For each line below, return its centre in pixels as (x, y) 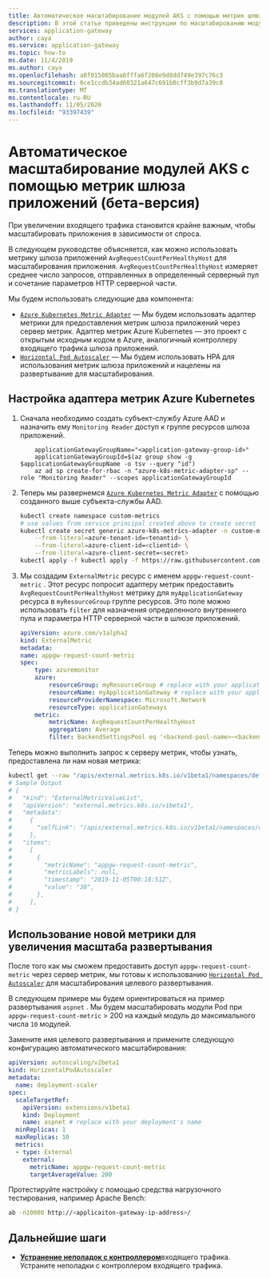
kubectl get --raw (39, 775)
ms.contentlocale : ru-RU (50, 98)
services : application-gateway (60, 30)
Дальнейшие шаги (57, 1238)
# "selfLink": (43, 828)
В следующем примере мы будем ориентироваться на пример (117, 999)
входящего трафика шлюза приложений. (89, 348)
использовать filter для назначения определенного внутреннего (133, 610)
